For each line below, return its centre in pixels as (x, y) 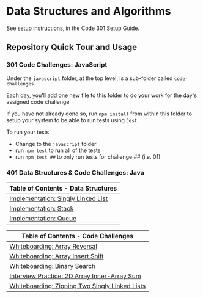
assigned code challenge (38, 101)
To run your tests (28, 132)
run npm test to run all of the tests (58, 150)
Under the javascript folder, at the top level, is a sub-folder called (90, 78)
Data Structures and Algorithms (89, 11)
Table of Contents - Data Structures (63, 188)
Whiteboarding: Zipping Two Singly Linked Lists (78, 286)
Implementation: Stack (42, 208)
